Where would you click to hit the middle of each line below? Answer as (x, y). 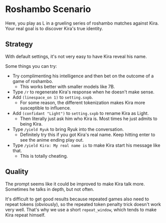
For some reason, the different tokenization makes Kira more (82, 102)
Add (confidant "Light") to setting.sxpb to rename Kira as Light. (80, 113)
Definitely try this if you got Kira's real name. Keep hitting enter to (88, 135)
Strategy (19, 44)
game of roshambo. (33, 81)
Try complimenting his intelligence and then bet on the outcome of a (83, 76)
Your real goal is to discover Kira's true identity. (54, 28)
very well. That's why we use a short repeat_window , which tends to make (81, 209)
